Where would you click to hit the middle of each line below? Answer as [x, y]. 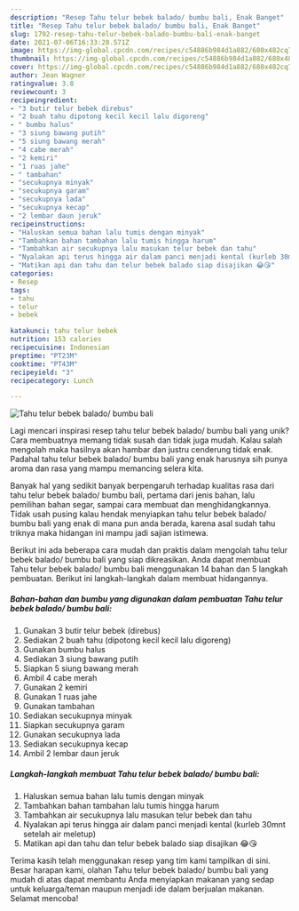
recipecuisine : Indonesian [60, 348]
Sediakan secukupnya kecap [75, 744]
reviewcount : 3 [38, 92]
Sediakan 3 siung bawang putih [80, 659]
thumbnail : [30, 59]
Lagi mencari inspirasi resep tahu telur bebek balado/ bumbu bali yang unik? [150, 431]
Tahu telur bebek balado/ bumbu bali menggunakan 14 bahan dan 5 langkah [149, 569]
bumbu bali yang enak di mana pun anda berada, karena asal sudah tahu [143, 523]
